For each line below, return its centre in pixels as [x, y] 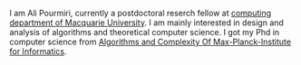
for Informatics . [38, 51]
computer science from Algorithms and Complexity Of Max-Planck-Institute [150, 42]
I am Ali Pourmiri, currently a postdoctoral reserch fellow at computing [141, 13]
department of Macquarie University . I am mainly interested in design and [146, 23]
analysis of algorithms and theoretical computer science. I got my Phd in [145, 32]
